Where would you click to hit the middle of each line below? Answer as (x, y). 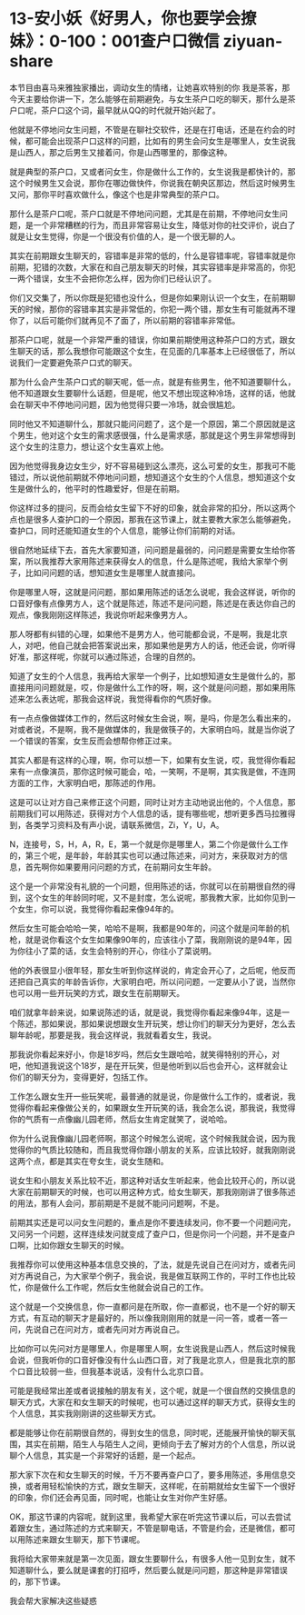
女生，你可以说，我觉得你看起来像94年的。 (98, 909)
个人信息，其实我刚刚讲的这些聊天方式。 (85, 1413)
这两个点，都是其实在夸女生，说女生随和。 (89, 1161)
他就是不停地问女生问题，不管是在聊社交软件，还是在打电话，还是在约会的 (148, 129)
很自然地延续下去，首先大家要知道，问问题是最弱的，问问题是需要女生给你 (148, 550)
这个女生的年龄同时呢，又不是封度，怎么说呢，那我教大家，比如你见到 (156, 897)
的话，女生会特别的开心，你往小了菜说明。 (136, 951)
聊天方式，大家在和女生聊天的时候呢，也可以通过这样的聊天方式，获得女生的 (152, 1401)
